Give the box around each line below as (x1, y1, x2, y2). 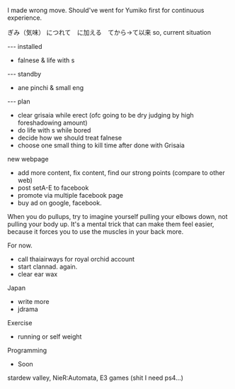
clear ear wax (17, 270, 58, 278)
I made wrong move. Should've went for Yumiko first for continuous (7, 6, 205, 14)
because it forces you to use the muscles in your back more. (7, 227, 184, 236)
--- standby (7, 70, 42, 78)
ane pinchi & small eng (17, 84, 84, 91)
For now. (7, 241, 33, 249)
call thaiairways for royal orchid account (17, 255, 135, 263)
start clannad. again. (17, 262, 78, 271)
